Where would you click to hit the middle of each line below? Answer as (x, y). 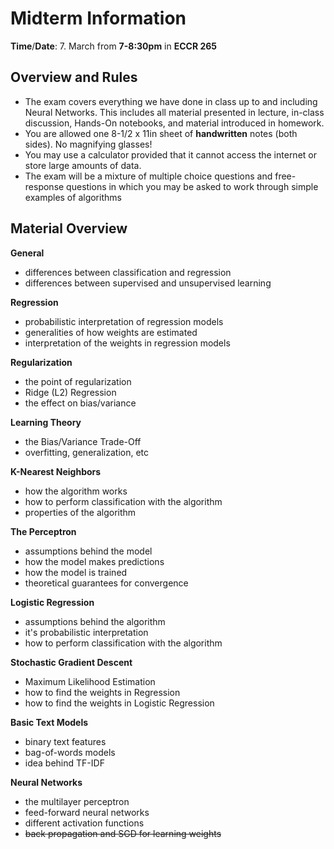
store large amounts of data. (83, 165)
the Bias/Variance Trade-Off (83, 441)
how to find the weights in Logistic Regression (119, 703)
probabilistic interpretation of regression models (124, 321)
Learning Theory (46, 422)
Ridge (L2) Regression (70, 392)
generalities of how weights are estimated (111, 332)
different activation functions (84, 823)
